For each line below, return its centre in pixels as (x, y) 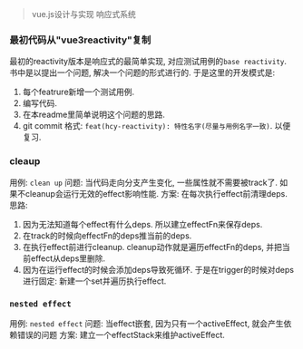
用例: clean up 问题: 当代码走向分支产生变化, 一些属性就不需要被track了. (144, 182)
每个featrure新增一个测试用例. (78, 92)
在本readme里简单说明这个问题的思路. (94, 115)
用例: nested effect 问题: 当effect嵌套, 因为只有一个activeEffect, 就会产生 (147, 323)
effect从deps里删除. (68, 258)
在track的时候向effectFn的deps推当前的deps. (107, 236)
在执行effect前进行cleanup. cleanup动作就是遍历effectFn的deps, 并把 (152, 247)
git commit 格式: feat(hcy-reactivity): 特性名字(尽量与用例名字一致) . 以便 (156, 126)
